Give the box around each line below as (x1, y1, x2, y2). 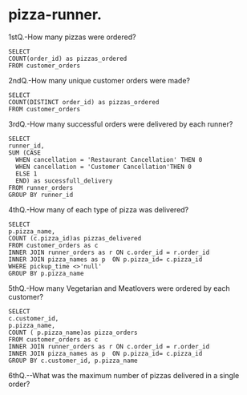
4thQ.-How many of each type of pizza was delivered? (8, 204, 189, 214)
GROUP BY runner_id (8, 191, 74, 199)
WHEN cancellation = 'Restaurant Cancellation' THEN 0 (15, 155, 203, 163)
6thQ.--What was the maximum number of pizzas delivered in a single (8, 370, 240, 380)
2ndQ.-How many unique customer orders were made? (8, 75, 191, 85)
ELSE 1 (15, 170, 38, 178)
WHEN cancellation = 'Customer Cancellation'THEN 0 (15, 163, 192, 171)
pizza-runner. (8, 6, 103, 24)
